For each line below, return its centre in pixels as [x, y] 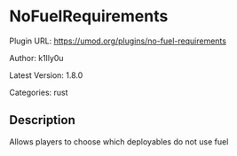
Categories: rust [39, 92]
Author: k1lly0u [36, 58]
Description [42, 120]
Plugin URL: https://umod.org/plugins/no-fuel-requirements [118, 41]
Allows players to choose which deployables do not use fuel [119, 141]
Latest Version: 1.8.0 [46, 75]
